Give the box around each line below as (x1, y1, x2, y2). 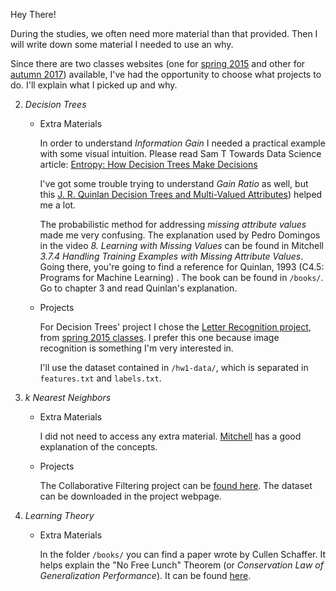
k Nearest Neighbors (24, 392, 112, 403)
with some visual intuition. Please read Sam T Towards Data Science (39, 148, 322, 159)
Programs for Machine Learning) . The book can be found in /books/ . (39, 272, 324, 283)
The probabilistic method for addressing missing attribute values (39, 219, 307, 230)
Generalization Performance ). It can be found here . (39, 570, 252, 581)
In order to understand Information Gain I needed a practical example (39, 137, 326, 149)
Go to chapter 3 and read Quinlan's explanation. (39, 282, 238, 294)
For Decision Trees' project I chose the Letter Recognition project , (39, 321, 312, 333)
